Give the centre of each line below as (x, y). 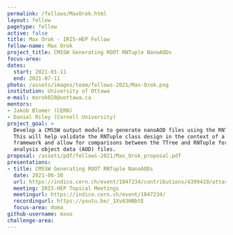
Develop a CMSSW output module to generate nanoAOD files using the (114, 130)
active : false (28, 33)
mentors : (20, 104)
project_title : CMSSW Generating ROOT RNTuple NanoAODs (89, 53)
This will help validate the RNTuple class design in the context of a (119, 136)
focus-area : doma (38, 208)
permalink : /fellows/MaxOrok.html (57, 14)
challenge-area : (31, 220)
